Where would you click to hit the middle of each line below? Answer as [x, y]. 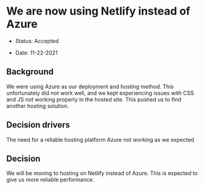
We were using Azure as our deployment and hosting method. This [90, 86]
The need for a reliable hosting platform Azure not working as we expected [100, 139]
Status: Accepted [37, 41]
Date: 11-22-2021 [36, 52]
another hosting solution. [37, 106]
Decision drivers [38, 125]
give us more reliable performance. [50, 180]
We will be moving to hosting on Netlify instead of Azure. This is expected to [102, 173]
